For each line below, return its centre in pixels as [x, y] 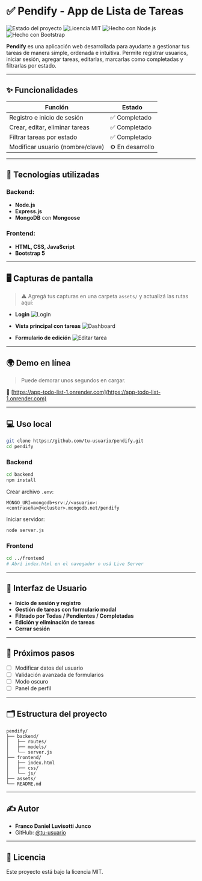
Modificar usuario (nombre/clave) [57, 147]
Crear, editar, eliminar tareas [50, 127]
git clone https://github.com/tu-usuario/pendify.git [75, 441]
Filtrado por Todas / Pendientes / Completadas [74, 616]
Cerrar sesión [32, 629]
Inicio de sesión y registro [48, 603]
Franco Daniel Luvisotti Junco [53, 826]
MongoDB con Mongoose [47, 218]
